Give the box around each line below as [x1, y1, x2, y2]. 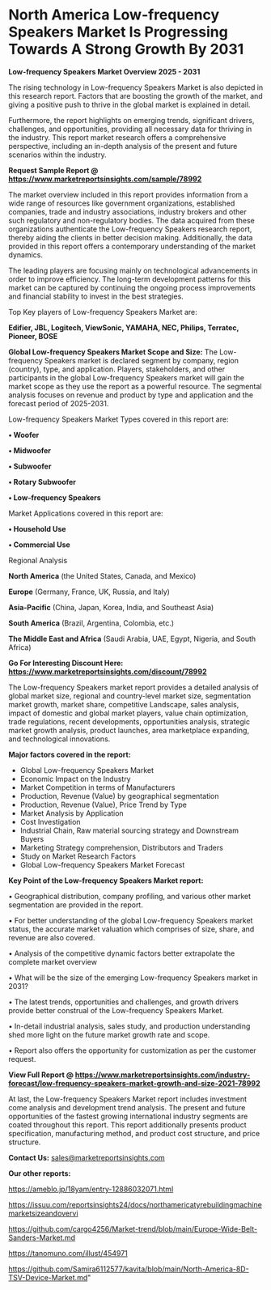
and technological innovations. [8, 734, 111, 744]
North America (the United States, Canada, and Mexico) [8, 571, 197, 580]
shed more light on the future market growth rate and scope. [8, 1029, 210, 1039]
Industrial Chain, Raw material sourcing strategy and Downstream [19, 825, 239, 835]
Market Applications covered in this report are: [8, 508, 163, 518]
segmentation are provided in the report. [8, 900, 143, 910]
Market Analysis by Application [19, 808, 124, 818]
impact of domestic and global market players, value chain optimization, [8, 708, 248, 718]
